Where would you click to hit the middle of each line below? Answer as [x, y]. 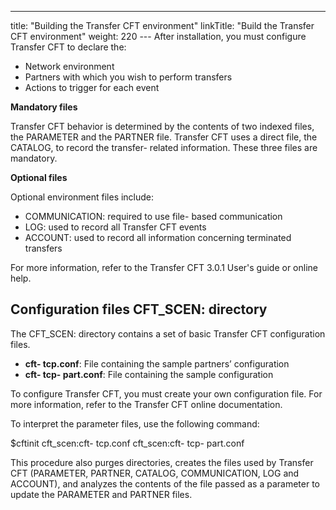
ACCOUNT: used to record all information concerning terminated [158, 237]
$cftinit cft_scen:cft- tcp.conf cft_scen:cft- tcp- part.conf [127, 443]
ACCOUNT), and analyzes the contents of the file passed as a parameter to [165, 483]
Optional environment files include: [82, 197]
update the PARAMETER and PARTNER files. [101, 494]
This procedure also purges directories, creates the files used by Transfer [162, 462]
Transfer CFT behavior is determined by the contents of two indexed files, [162, 126]
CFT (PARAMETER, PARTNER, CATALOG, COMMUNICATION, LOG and [155, 473]
